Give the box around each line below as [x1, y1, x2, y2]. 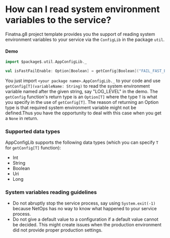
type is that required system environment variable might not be [5, 104, 137, 110]
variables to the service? [5, 14, 111, 26]
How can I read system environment [5, 4, 160, 15]
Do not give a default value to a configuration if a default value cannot [12, 216, 158, 222]
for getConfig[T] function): [5, 145, 61, 151]
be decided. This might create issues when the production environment [12, 222, 162, 228]
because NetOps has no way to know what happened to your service [12, 206, 157, 212]
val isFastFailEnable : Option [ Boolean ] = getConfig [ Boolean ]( [5, 68, 139, 74]
